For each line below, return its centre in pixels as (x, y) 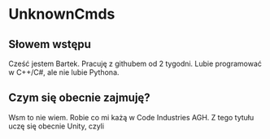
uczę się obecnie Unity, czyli (56, 126)
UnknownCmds (62, 14)
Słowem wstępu (50, 44)
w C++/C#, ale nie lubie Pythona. (64, 72)
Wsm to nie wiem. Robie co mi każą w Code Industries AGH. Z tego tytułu (131, 117)
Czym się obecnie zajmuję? (79, 98)
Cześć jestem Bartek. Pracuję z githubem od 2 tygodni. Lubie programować (135, 63)
